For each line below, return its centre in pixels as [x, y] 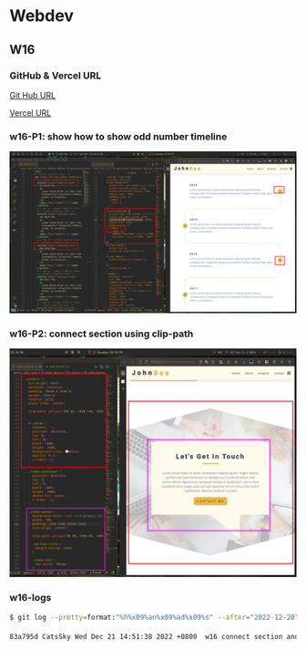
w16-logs [31, 597]
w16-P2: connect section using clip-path [102, 334]
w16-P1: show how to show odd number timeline [118, 136]
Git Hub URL [33, 95]
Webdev [42, 16]
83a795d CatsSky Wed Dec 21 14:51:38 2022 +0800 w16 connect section [146, 636]
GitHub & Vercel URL [56, 76]
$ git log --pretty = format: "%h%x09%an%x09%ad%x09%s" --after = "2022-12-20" [154, 617]
